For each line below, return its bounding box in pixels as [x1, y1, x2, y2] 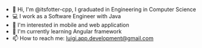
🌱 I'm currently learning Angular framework [12, 28, 122, 35]
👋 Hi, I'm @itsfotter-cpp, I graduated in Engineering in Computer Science [12, 6, 196, 13]
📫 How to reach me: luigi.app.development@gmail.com [12, 35, 154, 42]
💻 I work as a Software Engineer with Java [12, 13, 122, 19]
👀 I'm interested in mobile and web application [12, 21, 130, 29]
